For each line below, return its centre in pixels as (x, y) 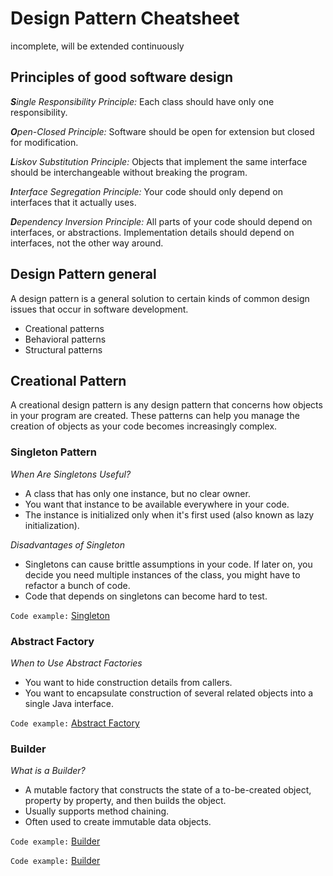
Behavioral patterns (65, 339)
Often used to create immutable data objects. (118, 822)
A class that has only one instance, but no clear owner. (137, 493)
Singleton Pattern (54, 452)
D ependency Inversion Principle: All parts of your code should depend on (161, 221)
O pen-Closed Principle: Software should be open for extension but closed (162, 131)
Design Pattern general (83, 274)
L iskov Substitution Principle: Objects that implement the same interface (159, 161)
